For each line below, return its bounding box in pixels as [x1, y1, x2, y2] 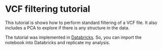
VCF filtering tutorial [5, 3, 90, 15]
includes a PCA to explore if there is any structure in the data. [5, 25, 130, 30]
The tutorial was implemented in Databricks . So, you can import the [5, 34, 142, 40]
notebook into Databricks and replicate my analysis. [5, 39, 110, 45]
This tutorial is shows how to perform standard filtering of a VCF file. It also [5, 20, 158, 25]
